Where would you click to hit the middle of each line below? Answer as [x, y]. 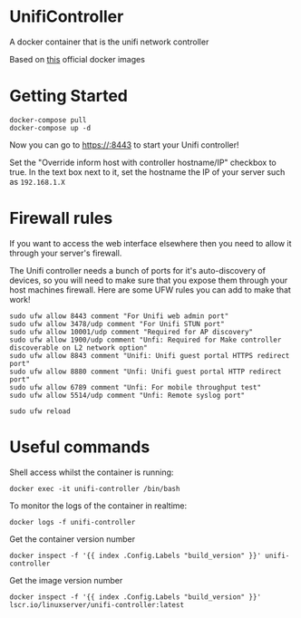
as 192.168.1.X [37, 181]
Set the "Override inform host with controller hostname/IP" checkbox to [143, 162]
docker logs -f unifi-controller [73, 522]
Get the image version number [66, 580]
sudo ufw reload [40, 411]
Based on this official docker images [77, 59]
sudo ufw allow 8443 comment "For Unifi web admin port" [119, 316]
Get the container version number [73, 539]
